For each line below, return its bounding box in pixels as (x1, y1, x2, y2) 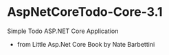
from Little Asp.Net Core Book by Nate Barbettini (16, 40, 155, 48)
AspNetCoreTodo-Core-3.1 (7, 4, 163, 20)
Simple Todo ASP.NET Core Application (7, 27, 119, 35)
